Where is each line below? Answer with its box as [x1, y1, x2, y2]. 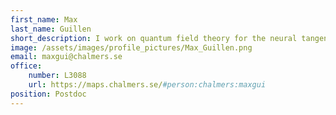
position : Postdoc [10, 89, 87, 99]
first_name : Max [10, 14, 78, 25]
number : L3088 [28, 71, 87, 81]
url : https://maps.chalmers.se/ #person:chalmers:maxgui [28, 80, 267, 90]
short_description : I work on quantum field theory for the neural [10, 33, 298, 43]
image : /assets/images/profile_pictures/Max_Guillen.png [10, 42, 253, 53]
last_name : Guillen [10, 24, 92, 34]
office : [10, 61, 43, 71]
